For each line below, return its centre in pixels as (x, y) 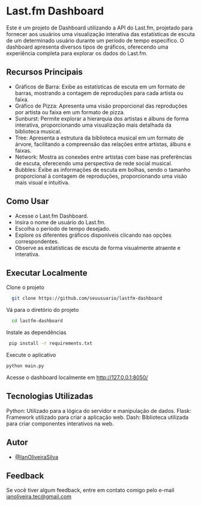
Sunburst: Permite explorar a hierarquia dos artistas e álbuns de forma (102, 118)
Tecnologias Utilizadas (50, 396)
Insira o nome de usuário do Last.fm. (60, 222)
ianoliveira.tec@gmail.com (39, 496)
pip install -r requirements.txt (51, 344)
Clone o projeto (25, 287)
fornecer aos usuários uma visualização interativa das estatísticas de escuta (100, 34)
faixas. (23, 150)
